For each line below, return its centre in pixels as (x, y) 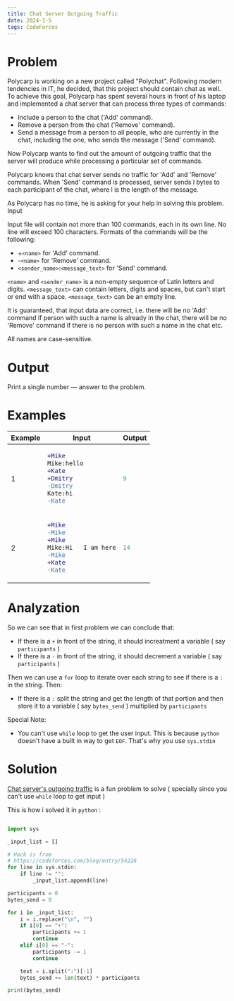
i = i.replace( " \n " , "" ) (56, 919)
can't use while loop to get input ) (56, 796)
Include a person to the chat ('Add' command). (85, 118)
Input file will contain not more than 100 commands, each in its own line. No (117, 225)
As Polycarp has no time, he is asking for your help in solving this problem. (116, 203)
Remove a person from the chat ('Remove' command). (96, 125)
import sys (23, 829)
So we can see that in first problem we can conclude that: (91, 627)
